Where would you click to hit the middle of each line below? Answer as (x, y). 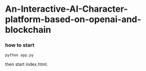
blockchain (28, 30)
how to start (20, 45)
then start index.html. (26, 64)
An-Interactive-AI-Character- (67, 9)
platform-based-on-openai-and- (73, 19)
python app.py (20, 55)
